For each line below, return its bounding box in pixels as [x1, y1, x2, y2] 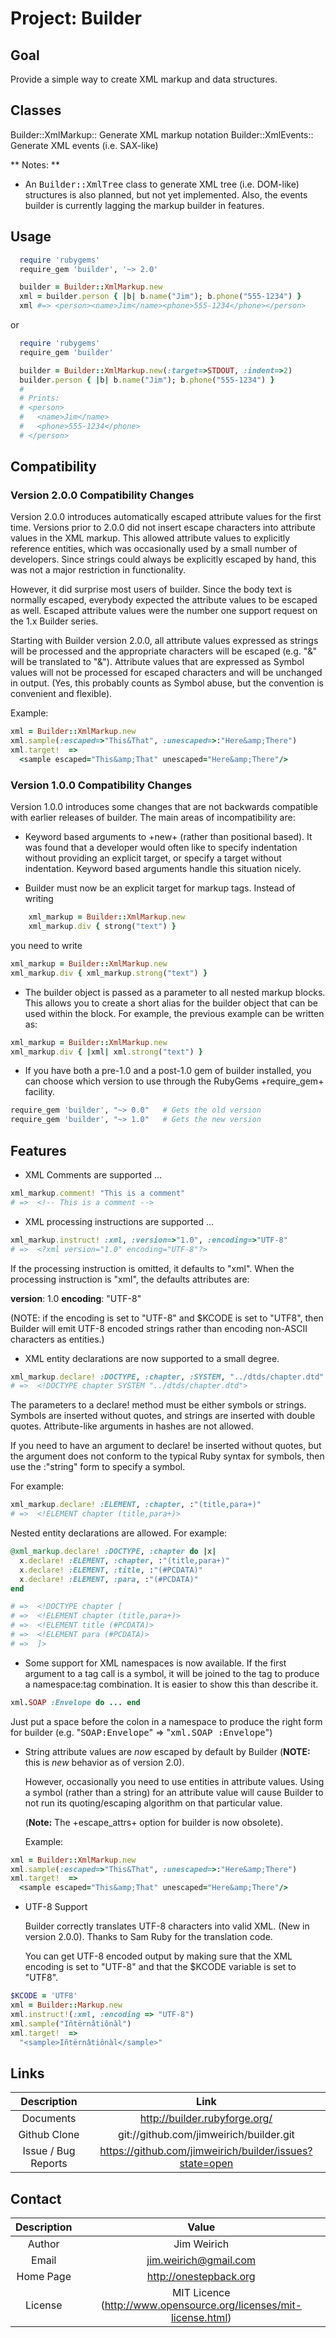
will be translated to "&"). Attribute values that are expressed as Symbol [10, 656, 305, 668]
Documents [21, 2112, 77, 2126]
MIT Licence [171, 2286, 231, 2300]
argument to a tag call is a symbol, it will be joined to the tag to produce [24, 1667, 320, 1679]
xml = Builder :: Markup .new [10, 2000, 123, 2011]
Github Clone [18, 2128, 80, 2142]
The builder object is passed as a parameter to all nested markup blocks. [24, 986, 326, 998]
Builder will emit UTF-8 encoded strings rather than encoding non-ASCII [10, 1322, 308, 1334]
